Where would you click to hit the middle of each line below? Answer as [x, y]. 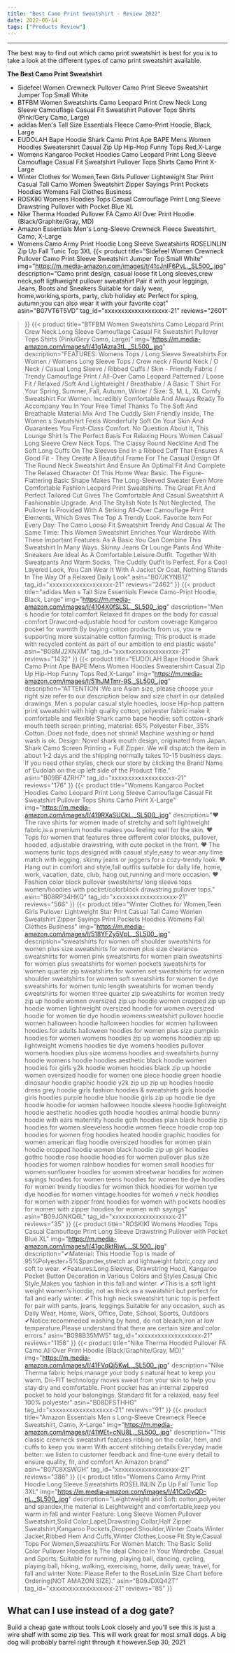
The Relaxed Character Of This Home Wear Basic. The [103, 473]
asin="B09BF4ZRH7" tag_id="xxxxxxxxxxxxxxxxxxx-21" [105, 778]
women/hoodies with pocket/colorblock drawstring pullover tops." [120, 889]
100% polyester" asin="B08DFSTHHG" [81, 1402]
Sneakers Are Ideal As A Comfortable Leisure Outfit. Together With [120, 555]
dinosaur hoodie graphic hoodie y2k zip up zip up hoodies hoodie [119, 1083]
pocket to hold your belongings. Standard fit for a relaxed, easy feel [121, 1395]
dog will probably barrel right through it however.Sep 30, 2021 [97, 1643]
